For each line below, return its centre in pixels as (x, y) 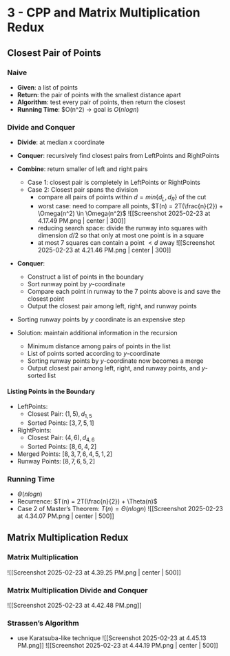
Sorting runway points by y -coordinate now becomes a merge (115, 361)
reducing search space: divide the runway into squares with (123, 228)
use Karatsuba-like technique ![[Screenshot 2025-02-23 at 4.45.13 (112, 638)
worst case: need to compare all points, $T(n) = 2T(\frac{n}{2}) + (130, 206)
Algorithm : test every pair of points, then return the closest (101, 102)
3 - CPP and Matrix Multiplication (104, 13)
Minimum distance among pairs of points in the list (99, 346)
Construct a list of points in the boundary (85, 277)
